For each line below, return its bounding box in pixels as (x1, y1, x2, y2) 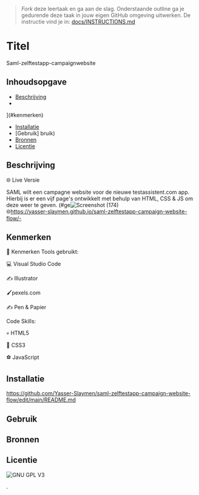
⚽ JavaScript (6, 353, 39, 361)
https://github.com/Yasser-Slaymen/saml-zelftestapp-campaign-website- (6, 390, 191, 397)
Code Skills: (6, 318, 36, 325)
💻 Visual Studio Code (6, 261, 61, 268)
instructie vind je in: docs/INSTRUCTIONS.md (21, 18, 135, 25)
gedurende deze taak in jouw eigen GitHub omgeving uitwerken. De (21, 12, 191, 19)
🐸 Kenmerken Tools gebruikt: (6, 248, 79, 256)
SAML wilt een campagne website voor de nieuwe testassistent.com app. (6, 188, 190, 196)
